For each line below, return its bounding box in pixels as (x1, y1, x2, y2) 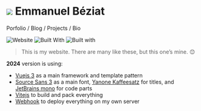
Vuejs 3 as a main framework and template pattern (15, 71, 143, 79)
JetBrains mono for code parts (15, 84, 93, 92)
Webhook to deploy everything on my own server (15, 98, 140, 105)
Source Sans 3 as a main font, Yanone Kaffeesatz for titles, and (15, 78, 174, 85)
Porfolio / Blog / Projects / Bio (6, 24, 81, 32)
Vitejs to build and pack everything (15, 91, 103, 98)
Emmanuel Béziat (15, 4, 105, 18)
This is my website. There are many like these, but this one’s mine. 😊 (21, 48, 196, 56)
